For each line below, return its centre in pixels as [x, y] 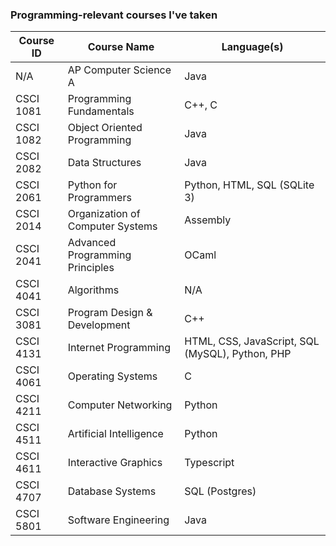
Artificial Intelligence [115, 434]
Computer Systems [112, 226]
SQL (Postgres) [220, 491]
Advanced [92, 243]
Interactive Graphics [115, 463]
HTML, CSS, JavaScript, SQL [252, 341]
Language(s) [252, 47]
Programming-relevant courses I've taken [114, 15]
